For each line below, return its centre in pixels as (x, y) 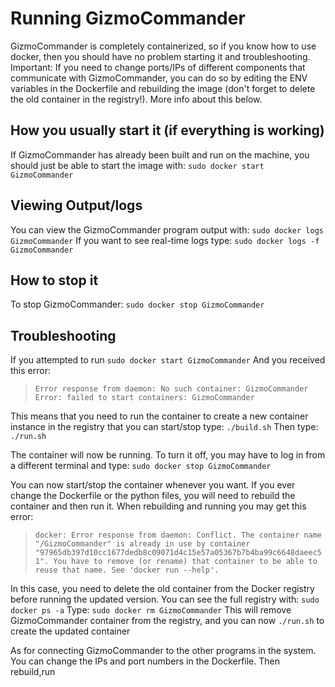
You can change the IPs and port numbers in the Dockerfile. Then (145, 661)
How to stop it (54, 280)
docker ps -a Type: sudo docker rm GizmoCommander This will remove (151, 610)
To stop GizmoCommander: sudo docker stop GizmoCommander (137, 304)
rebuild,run (33, 672)
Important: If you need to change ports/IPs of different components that (158, 67)
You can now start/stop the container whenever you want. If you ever (153, 485)
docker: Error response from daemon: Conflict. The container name (178, 535)
